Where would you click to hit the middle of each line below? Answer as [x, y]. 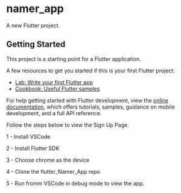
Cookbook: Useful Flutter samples [57, 89]
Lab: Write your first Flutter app [54, 82]
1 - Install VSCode [28, 136]
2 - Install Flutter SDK [33, 148]
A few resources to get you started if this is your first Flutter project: [91, 71]
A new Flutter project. [33, 25]
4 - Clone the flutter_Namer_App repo [53, 171]
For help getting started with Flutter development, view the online [87, 100]
